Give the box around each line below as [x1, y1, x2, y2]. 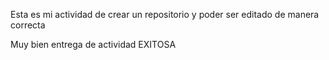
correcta [10, 19, 46, 31]
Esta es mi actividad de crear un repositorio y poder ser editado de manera [10, 9, 320, 20]
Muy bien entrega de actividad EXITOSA [10, 39, 177, 50]
